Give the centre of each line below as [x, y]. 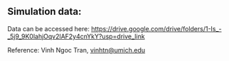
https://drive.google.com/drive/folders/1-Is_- [156, 28]
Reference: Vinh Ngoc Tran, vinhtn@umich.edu [76, 50]
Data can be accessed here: [49, 28]
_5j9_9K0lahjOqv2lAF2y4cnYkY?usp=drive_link [76, 36]
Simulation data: [44, 12]
